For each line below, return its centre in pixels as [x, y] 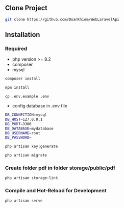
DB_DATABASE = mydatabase [29, 129]
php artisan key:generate [31, 147]
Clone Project [26, 8]
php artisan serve [24, 201]
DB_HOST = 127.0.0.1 [24, 119]
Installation [23, 35]
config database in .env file [40, 106]
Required [16, 49]
